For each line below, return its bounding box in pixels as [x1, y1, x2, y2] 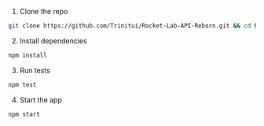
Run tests [19, 65, 51, 75]
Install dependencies [19, 35, 88, 46]
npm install [8, 51, 47, 59]
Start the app [19, 94, 63, 105]
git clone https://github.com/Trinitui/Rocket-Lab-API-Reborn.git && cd [8, 22, 251, 30]
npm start [8, 110, 41, 118]
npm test [8, 80, 37, 89]
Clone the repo [19, 7, 68, 16]
